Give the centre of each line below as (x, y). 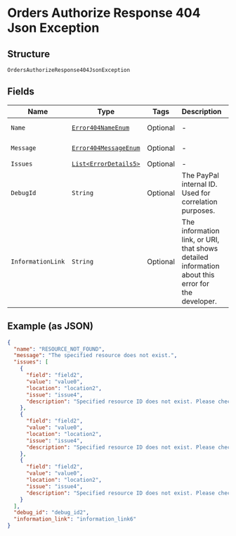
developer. (199, 301)
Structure (29, 54)
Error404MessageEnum (106, 148)
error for (195, 283)
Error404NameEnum (100, 127)
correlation (199, 201)
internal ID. (199, 184)
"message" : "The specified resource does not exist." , (96, 356)
